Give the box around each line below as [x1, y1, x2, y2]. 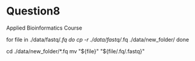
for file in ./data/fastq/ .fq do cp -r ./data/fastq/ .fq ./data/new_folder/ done [6, 36, 189, 43]
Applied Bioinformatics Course [6, 24, 83, 31]
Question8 [6, 4, 60, 18]
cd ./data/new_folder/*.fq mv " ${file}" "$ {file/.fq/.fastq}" [6, 47, 145, 55]
